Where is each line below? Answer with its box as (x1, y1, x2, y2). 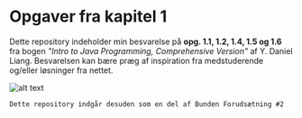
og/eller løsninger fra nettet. (9, 65, 114, 76)
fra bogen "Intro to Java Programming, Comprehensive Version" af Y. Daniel (9, 45, 293, 56)
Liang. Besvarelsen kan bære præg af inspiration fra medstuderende (9, 55, 264, 66)
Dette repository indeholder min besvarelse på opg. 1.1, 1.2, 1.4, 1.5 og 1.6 (9, 36, 282, 47)
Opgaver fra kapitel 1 (9, 6, 168, 27)
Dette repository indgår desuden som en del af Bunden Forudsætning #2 (9, 99, 284, 109)
